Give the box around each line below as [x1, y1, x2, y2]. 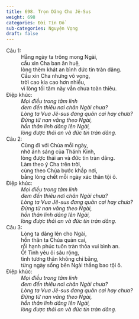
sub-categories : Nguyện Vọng [6, 25, 78, 31]
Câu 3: [6, 224, 22, 231]
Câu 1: [6, 47, 22, 54]
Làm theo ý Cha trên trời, [21, 161, 82, 168]
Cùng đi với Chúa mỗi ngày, [21, 142, 89, 149]
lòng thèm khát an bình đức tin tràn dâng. [21, 66, 122, 73]
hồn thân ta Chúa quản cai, [21, 236, 87, 244]
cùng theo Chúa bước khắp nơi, [21, 167, 98, 174]
